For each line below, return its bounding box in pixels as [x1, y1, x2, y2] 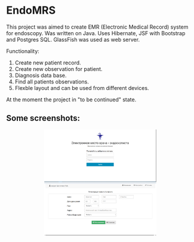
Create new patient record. [14, 59, 82, 66]
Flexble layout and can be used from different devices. [14, 84, 149, 91]
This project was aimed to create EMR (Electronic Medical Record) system [6, 23, 189, 30]
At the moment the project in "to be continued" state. [6, 96, 137, 103]
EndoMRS [6, 4, 56, 17]
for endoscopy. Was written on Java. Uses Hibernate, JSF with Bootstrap [6, 29, 186, 36]
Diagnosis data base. [14, 72, 67, 79]
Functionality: [6, 47, 40, 54]
